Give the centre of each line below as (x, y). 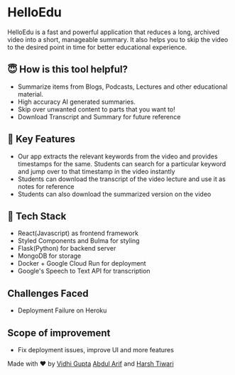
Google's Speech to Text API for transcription (84, 271)
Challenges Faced (48, 293)
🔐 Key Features (42, 139)
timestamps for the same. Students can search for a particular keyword (122, 163)
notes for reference (46, 186)
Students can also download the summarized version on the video (114, 194)
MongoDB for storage (49, 256)
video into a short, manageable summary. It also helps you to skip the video (118, 39)
